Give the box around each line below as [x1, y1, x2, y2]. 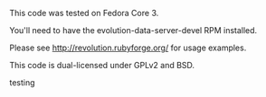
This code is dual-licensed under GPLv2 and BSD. [9, 60, 195, 70]
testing [9, 77, 35, 88]
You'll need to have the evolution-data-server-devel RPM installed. [9, 25, 258, 35]
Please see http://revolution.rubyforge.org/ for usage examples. [9, 42, 247, 53]
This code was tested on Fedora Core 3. [9, 8, 159, 18]
